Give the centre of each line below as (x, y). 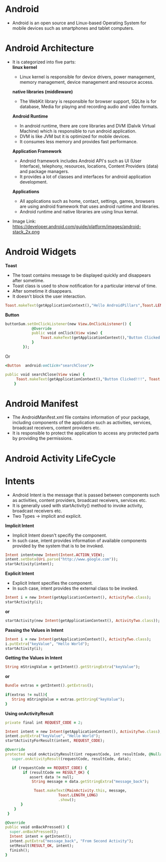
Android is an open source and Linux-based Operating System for (79, 23)
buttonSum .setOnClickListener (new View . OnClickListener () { (68, 324)
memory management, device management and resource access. (87, 82)
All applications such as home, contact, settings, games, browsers (87, 201)
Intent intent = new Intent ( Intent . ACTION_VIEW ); (55, 555)
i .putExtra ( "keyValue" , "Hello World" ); (47, 644)
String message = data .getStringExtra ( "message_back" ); (90, 782)
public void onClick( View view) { (67, 333)
